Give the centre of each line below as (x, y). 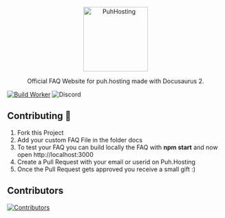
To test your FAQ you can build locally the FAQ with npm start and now (117, 147)
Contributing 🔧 (39, 116)
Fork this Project (40, 132)
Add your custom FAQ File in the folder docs (80, 140)
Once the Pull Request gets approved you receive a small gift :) (106, 169)
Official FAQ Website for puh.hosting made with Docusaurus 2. (116, 81)
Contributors (35, 191)
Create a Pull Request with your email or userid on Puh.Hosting (106, 162)
